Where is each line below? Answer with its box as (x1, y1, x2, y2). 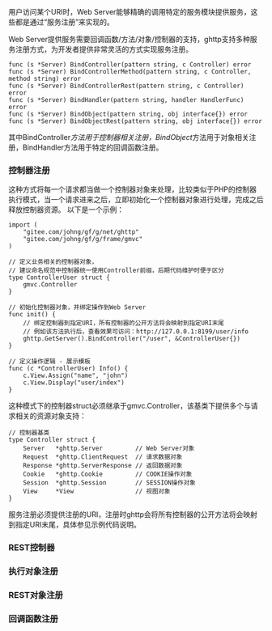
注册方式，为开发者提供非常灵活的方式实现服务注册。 (15, 44, 193, 54)
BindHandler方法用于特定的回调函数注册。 (22, 142, 164, 152)
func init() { (8, 311, 57, 319)
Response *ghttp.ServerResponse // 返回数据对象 (23, 462, 183, 470)
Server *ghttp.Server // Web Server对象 (23, 444, 195, 453)
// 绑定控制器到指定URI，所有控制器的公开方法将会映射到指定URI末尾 (23, 319, 225, 328)
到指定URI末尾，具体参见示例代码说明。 (8, 520, 142, 530)
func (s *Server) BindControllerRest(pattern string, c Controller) (8, 82, 244, 90)
